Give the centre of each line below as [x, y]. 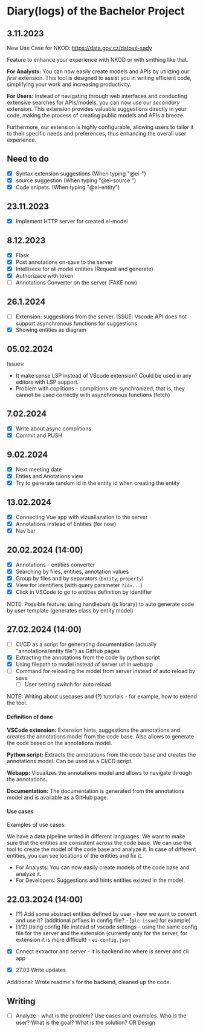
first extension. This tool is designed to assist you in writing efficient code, [99, 78]
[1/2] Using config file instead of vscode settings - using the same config [106, 927]
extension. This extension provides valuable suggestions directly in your [97, 109]
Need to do [28, 159]
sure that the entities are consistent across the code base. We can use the [99, 843]
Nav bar [25, 530]
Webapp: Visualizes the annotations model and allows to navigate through [99, 773]
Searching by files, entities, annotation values [72, 571]
